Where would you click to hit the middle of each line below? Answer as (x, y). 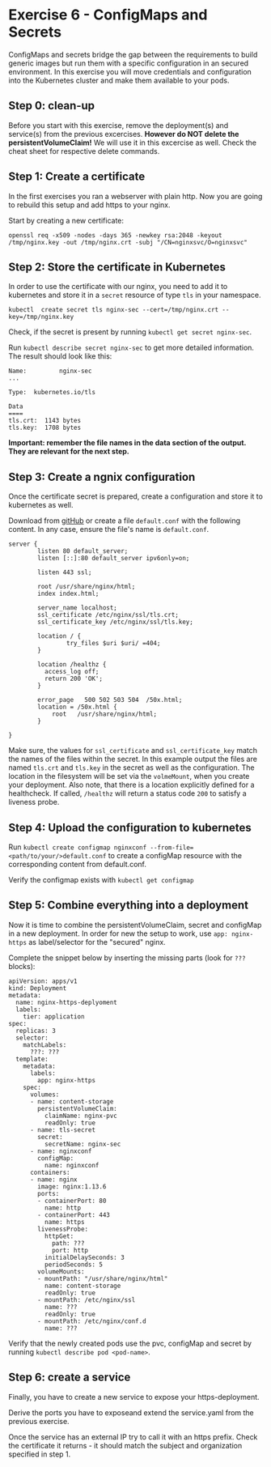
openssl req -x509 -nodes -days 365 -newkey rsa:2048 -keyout (115, 235)
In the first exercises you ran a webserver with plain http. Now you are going (135, 196)
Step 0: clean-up (52, 106)
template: (32, 1059)
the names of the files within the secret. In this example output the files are (133, 759)
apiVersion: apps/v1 (43, 981)
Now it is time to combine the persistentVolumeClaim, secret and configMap (135, 925)
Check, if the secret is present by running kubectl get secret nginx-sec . (130, 332)
